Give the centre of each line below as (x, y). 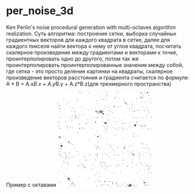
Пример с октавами (31, 185)
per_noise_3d (40, 11)
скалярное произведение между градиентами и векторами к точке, (92, 52)
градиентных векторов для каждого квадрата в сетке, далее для (88, 40)
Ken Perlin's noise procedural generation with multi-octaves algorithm (91, 27)
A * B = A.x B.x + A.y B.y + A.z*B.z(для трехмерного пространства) (89, 83)
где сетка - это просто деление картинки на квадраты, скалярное (90, 71)
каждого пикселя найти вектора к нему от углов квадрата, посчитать (94, 46)
